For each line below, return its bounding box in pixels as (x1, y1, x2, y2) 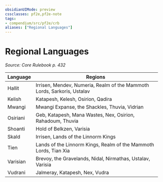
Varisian (7, 158, 26, 165)
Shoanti (7, 126, 25, 132)
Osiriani (7, 115, 25, 121)
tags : (5, 16, 16, 21)
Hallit (7, 85, 19, 92)
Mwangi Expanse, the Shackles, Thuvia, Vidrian (35, 104, 144, 111)
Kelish (7, 96, 22, 102)
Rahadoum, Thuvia (35, 117, 79, 124)
